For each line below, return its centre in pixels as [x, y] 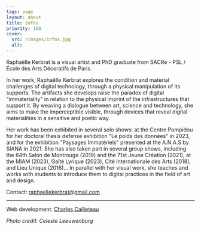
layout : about [24, 17]
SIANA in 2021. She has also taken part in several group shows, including [96, 148]
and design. [21, 180]
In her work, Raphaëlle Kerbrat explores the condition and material [88, 80]
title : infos [22, 23]
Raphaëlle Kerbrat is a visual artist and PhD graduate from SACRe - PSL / [96, 62]
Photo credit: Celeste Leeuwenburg [50, 220]
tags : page [20, 12]
